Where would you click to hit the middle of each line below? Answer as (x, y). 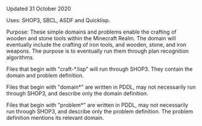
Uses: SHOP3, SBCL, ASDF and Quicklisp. (58, 20)
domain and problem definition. (45, 75)
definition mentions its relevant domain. (55, 118)
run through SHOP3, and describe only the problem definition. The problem (100, 111)
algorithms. (20, 57)
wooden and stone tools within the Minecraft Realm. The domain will (91, 38)
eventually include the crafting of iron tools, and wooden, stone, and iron (96, 45)
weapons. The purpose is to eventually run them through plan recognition (97, 51)
